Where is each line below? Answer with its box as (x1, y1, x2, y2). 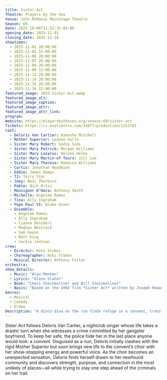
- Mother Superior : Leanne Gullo (9, 137, 79, 142)
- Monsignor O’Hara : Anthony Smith (9, 188, 83, 193)
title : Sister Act (5, 7, 43, 12)
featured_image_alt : (5, 95, 48, 100)
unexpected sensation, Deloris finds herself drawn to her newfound (5, 354, 143, 360)
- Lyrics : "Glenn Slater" (9, 276, 64, 281)
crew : (5, 244, 16, 249)
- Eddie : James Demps (9, 170, 55, 175)
